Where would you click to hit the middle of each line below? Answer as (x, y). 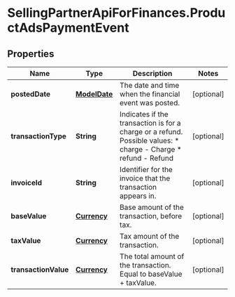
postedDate (31, 94)
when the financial (150, 94)
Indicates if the (144, 114)
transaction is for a (150, 123)
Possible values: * (150, 140)
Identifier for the (146, 170)
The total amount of (152, 256)
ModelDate (94, 94)
